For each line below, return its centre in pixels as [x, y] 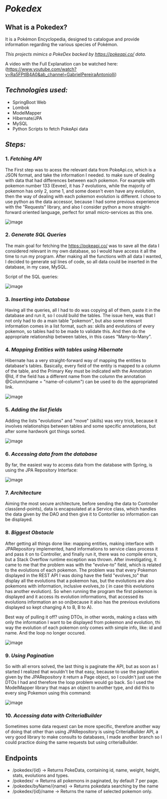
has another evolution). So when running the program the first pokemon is [81, 591]
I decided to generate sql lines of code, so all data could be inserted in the [82, 261]
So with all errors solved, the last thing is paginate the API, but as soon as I [82, 666]
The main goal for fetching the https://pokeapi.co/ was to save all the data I [82, 245]
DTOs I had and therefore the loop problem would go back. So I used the [80, 682]
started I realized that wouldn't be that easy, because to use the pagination [82, 671]
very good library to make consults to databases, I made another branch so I [83, 737]
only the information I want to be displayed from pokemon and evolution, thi [83, 622]
